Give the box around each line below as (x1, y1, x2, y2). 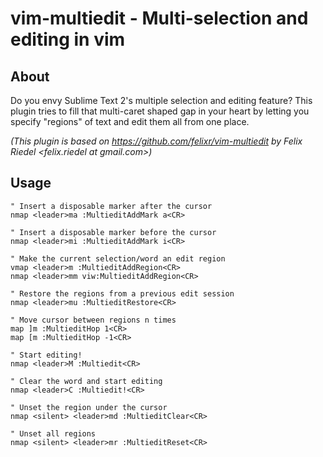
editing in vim (10, 28, 126, 51)
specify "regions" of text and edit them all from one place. (10, 116, 250, 127)
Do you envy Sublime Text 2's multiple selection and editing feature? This (10, 95, 313, 106)
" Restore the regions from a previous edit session (10, 288, 235, 299)
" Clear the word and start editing (10, 376, 163, 386)
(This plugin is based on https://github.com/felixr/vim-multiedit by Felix (10, 135, 303, 147)
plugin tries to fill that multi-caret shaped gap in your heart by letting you (10, 105, 310, 117)
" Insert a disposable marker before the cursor (10, 227, 217, 237)
